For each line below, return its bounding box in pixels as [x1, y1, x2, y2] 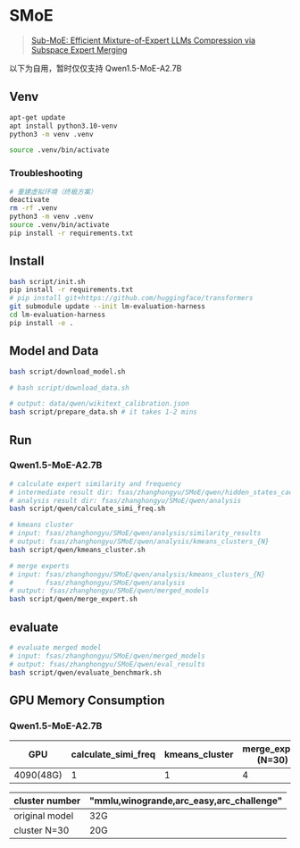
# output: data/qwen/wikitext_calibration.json [9, 399, 190, 408]
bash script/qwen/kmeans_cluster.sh [9, 545, 146, 554]
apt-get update [9, 113, 66, 122]
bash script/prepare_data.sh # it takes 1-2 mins [9, 407, 198, 416]
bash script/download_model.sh [9, 367, 126, 376]
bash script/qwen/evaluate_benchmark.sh [9, 667, 162, 677]
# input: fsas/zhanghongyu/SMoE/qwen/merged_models [9, 651, 205, 660]
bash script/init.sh [9, 277, 87, 286]
